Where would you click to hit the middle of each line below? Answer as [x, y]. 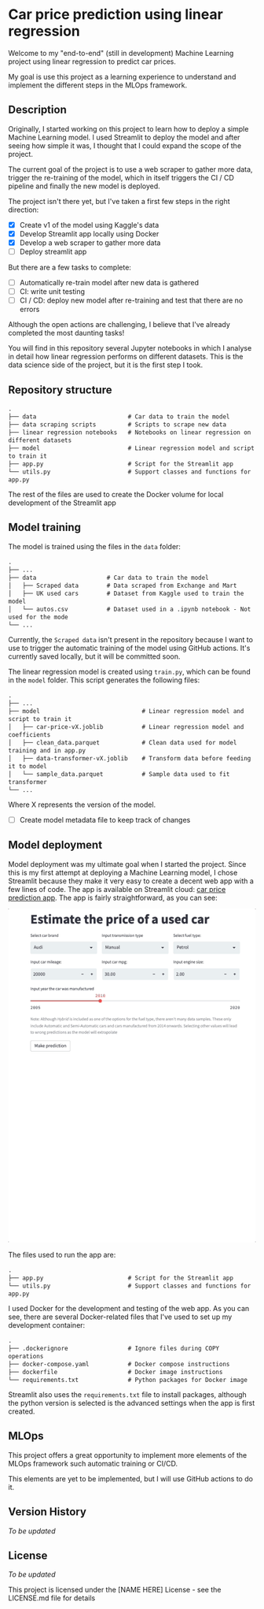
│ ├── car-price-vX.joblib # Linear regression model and [126, 726]
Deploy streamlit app [53, 251]
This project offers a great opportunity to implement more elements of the [128, 1455]
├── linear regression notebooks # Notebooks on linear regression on [130, 433]
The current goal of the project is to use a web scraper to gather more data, [130, 169]
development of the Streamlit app [62, 503]
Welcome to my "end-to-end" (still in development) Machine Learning [121, 53]
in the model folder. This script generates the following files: [104, 680]
